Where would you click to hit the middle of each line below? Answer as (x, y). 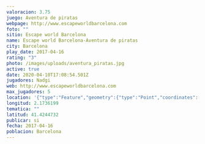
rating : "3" (21, 58)
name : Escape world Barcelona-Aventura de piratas (72, 40)
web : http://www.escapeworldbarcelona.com (61, 86)
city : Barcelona (27, 47)
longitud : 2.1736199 (33, 103)
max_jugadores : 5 (28, 92)
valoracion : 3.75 (28, 12)
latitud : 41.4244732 (33, 115)
